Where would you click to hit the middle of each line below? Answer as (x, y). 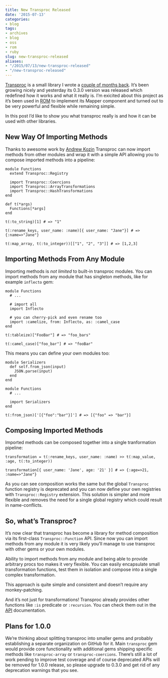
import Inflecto (27, 309)
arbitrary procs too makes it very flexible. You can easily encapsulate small (82, 564)
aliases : (14, 61)
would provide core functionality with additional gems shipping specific (79, 649)
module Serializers (26, 362)
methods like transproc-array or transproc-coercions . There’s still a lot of (81, 654)
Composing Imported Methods (54, 431)
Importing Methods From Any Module (65, 259)
